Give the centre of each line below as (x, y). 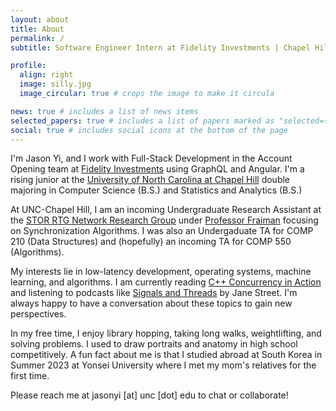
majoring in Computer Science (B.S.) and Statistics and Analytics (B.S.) (156, 190)
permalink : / (37, 38)
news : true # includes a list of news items (104, 111)
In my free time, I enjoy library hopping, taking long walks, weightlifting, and (166, 333)
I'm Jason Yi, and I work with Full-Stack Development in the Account (151, 158)
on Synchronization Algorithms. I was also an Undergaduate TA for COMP (162, 231)
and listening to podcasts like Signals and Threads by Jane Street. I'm (154, 293)
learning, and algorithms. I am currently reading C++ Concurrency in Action (166, 282)
